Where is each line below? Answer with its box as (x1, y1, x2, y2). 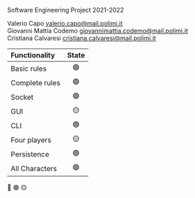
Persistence (10, 149, 50, 159)
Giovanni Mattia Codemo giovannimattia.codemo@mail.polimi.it (7, 27, 189, 35)
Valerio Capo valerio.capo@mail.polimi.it (7, 19, 123, 27)
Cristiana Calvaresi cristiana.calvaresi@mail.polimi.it (7, 34, 156, 42)
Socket (10, 92, 33, 102)
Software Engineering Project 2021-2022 (7, 6, 124, 14)
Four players (10, 135, 52, 145)
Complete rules (10, 78, 61, 87)
